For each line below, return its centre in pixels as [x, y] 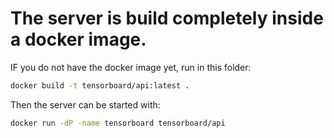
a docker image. [78, 39]
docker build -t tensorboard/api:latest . [100, 85]
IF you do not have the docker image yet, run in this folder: [131, 67]
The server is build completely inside [167, 18]
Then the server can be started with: [85, 104]
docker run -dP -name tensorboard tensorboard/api [118, 123]
